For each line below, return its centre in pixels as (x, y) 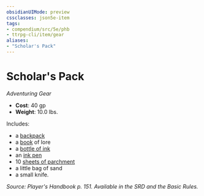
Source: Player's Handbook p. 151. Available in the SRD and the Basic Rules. (102, 186)
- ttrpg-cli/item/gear (35, 35)
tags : (13, 23)
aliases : (17, 40)
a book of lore (33, 142)
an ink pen (28, 155)
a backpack (30, 135)
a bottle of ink (33, 148)
